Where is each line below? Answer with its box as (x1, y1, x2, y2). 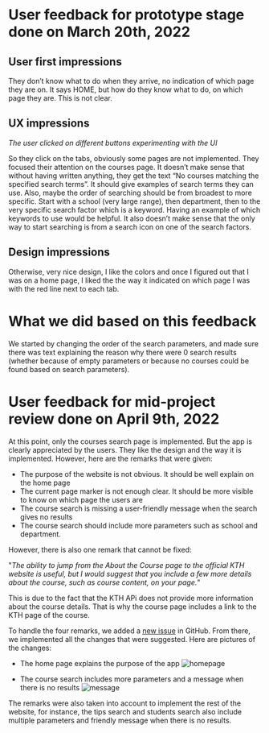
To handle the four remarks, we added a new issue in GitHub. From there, (8, 626, 251, 636)
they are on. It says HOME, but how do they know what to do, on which (8, 85, 243, 94)
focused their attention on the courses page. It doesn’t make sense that (8, 162, 245, 172)
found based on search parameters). (8, 364, 130, 374)
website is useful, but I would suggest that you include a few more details (8, 569, 252, 578)
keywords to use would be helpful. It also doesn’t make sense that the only (8, 213, 255, 223)
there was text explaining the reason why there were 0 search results (8, 347, 237, 357)
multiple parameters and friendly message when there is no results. (8, 715, 232, 725)
